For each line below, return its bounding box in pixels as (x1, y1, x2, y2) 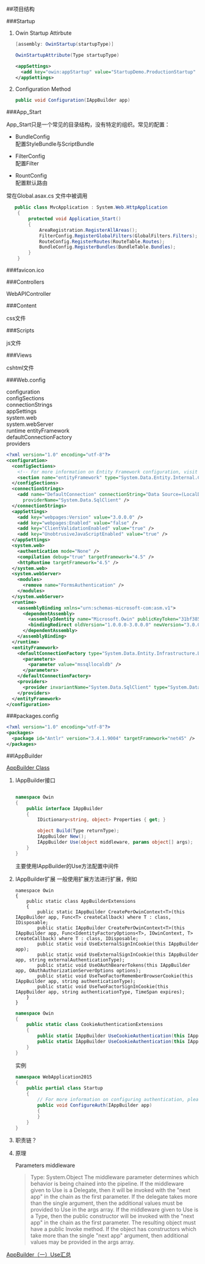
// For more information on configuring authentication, (37, 1097, 185, 1103)
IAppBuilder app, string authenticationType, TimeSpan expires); (15, 989, 185, 995)
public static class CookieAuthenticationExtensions (26, 1021, 164, 1028)
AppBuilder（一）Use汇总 (6, 1251, 71, 1259)
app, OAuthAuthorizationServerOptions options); (15, 968, 142, 974)
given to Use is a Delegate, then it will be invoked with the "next (30, 1187, 191, 1194)
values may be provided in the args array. (30, 1238, 135, 1246)
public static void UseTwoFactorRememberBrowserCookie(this (37, 972, 193, 979)
